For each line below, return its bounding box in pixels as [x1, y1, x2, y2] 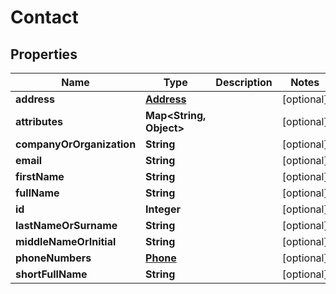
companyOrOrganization [15, 137, 137, 151]
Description [215, 76, 273, 89]
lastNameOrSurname [15, 219, 118, 232]
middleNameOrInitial [15, 235, 117, 248]
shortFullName [15, 267, 88, 281]
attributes [15, 115, 63, 128]
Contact [10, 6, 79, 29]
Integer [145, 202, 181, 216]
